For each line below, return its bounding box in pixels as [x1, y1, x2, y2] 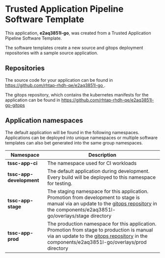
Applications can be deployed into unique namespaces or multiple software [5, 135, 158, 141]
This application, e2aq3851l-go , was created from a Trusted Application [5, 30, 151, 36]
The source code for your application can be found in [5, 77, 113, 83]
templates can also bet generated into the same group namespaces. [5, 140, 143, 145]
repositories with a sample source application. [5, 50, 98, 56]
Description [88, 151, 116, 158]
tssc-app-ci [7, 160, 38, 166]
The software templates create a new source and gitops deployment [5, 45, 143, 50]
